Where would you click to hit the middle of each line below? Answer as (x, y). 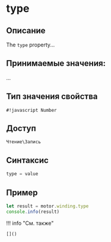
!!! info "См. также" (30, 223)
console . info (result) (33, 212)
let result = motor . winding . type (47, 206)
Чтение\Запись (24, 142)
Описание (26, 31)
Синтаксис (27, 160)
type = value (22, 174)
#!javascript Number (32, 110)
